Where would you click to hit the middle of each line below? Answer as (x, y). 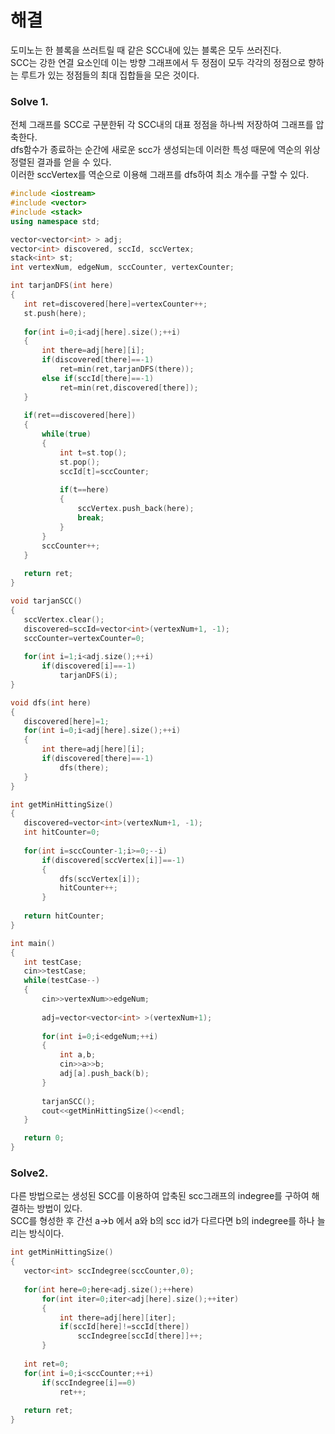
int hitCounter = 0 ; (62, 832)
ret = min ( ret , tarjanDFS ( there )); (127, 369)
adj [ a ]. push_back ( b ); (104, 1074)
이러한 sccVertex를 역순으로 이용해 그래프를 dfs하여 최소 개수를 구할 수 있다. (160, 175)
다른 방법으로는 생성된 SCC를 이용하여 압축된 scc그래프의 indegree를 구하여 (160, 1196)
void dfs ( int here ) (51, 702)
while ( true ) (66, 434)
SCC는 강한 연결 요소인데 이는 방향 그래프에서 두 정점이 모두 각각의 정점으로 (158, 62)
